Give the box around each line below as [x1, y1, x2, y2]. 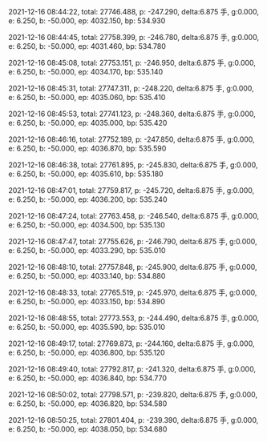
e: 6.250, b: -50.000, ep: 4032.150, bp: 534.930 [8, 16, 166, 26]
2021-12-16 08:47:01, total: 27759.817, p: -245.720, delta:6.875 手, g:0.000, [8, 186, 255, 195]
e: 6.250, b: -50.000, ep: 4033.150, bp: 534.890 [8, 297, 166, 306]
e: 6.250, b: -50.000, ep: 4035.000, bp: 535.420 [8, 119, 168, 127]
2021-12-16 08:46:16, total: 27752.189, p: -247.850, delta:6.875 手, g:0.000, [8, 135, 255, 144]
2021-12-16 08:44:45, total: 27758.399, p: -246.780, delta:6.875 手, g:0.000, [8, 33, 259, 42]
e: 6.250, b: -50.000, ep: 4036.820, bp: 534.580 [8, 399, 168, 408]
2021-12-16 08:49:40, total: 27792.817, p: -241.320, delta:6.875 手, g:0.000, [8, 364, 257, 374]
